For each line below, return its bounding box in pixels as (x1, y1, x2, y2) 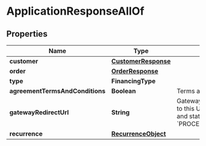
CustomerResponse (111, 57, 171, 65)
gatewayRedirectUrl (9, 108, 69, 117)
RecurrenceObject (111, 130, 167, 138)
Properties (6, 29, 48, 39)
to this (177, 104, 195, 112)
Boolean (111, 87, 136, 95)
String (111, 108, 130, 117)
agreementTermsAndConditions (9, 87, 106, 95)
